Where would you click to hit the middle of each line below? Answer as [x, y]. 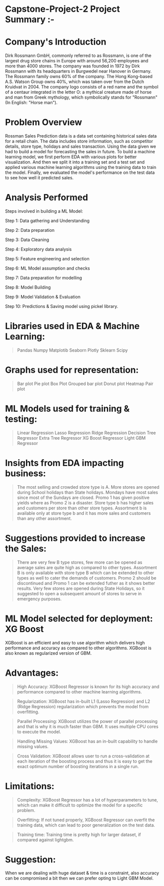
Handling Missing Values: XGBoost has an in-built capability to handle [87, 741]
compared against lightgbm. [46, 840]
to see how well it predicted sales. [39, 178]
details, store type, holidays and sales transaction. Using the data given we [81, 146]
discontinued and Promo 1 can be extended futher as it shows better [86, 583]
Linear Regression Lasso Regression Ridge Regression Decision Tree [86, 433]
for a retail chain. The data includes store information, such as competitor [79, 141]
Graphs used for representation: [72, 370]
